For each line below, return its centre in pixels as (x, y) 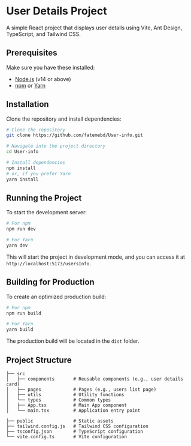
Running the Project (44, 198)
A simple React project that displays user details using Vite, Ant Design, (94, 28)
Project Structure (39, 360)
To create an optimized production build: (56, 297)
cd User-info (22, 152)
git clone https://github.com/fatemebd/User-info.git (75, 135)
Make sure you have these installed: (51, 67)
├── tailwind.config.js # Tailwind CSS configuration (77, 426)
